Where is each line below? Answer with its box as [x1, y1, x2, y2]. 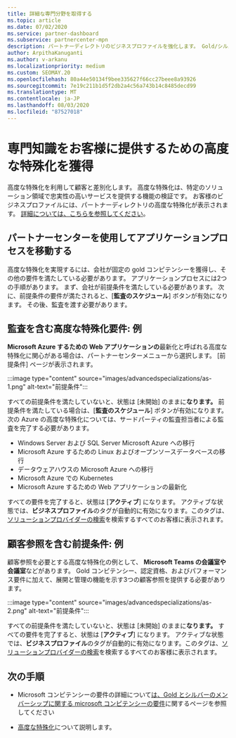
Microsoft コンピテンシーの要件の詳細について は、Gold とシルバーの [17, 690, 216, 699]
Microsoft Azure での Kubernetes [17, 474, 114, 482]
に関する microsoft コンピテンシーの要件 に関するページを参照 [48, 699, 227, 707]
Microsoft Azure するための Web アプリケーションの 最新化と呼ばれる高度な [7, 342, 228, 351]
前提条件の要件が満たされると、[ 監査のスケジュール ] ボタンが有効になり [19, 291, 228, 299]
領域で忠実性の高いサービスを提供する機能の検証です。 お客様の [31, 191, 218, 200]
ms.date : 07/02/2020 [7, 23, 68, 30]
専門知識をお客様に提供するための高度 [7, 141, 230, 157]
